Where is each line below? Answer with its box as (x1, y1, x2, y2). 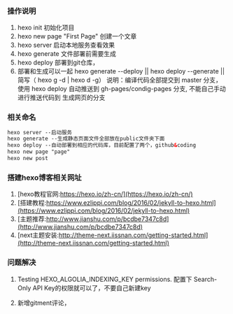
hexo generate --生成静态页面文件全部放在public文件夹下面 (7, 135, 165, 143)
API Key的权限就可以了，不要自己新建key (32, 283, 152, 292)
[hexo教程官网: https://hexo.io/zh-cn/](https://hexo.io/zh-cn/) (17, 190, 194, 199)
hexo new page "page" (7, 148, 71, 155)
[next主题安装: (17, 231, 59, 239)
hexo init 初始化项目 (17, 23, 75, 32)
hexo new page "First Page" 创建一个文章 (17, 32, 137, 41)
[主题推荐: (17, 215, 47, 223)
